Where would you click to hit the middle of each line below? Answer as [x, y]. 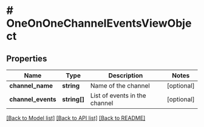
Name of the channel [120, 86]
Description [126, 75]
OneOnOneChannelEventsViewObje [99, 23]
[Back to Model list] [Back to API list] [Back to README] [76, 118]
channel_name [31, 86]
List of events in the [118, 96]
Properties [27, 58]
